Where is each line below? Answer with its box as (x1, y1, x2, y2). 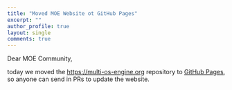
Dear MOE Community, (7, 54, 73, 63)
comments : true (7, 36, 51, 43)
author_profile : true (7, 23, 70, 30)
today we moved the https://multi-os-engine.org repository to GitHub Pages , (7, 68, 226, 76)
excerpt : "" (7, 16, 42, 23)
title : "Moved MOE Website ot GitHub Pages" (7, 10, 138, 17)
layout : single (7, 29, 51, 36)
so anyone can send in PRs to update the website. (7, 75, 150, 83)
